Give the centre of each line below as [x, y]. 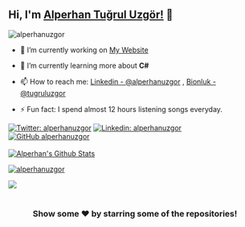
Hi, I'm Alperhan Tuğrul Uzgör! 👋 [91, 15]
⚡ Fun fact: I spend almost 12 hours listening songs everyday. [121, 109]
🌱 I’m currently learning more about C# [84, 65]
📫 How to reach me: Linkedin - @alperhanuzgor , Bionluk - [118, 81]
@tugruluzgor [43, 93]
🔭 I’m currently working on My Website [84, 50]
